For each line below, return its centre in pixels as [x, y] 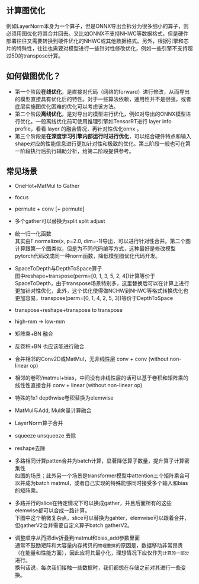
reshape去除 [30, 448]
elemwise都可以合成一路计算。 [52, 510]
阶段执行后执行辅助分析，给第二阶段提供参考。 [77, 151]
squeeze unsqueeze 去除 [45, 436]
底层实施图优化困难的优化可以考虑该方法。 [67, 106]
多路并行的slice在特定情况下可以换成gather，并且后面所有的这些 [93, 503]
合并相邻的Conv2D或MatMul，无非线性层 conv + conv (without [92, 359]
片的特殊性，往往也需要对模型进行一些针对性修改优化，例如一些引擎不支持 [97, 48]
